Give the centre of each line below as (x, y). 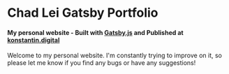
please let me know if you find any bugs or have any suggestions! (102, 63)
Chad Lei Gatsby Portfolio (83, 13)
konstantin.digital (34, 40)
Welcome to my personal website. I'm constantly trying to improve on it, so (114, 55)
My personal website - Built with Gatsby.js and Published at (95, 32)
